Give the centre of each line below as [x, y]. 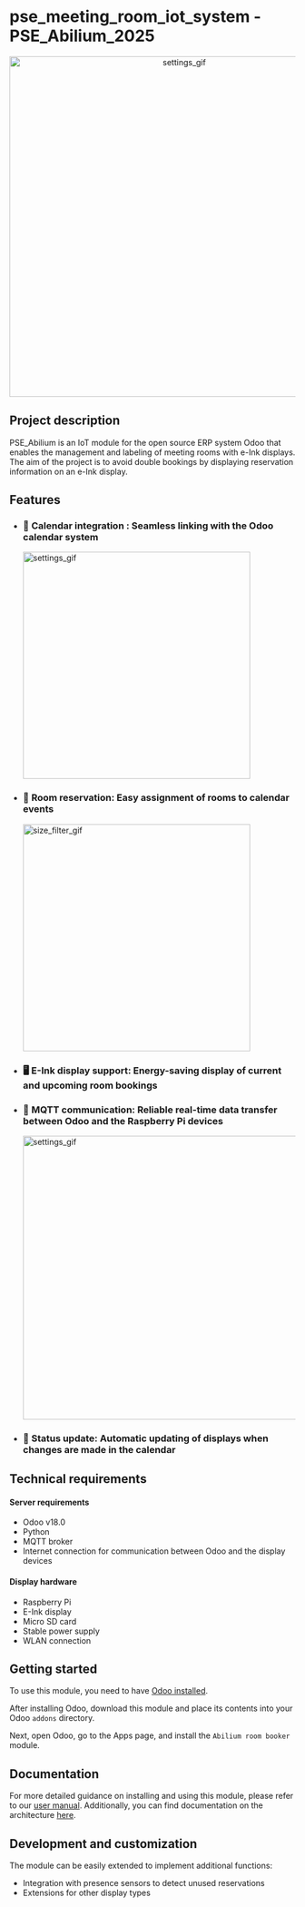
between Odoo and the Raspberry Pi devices [123, 1121]
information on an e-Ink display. [69, 471]
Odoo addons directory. [52, 1718]
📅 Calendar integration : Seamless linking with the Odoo [148, 526]
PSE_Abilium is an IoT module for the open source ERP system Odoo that [145, 442]
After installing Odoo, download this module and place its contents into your [151, 1708]
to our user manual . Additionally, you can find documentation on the [136, 1805]
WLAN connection [57, 1640]
